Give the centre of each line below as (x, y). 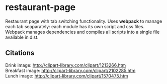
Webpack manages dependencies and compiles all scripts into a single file (82, 32)
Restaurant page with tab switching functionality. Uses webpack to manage (84, 21)
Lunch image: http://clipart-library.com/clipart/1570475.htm (67, 76)
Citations (20, 53)
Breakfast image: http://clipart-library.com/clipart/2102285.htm (70, 70)
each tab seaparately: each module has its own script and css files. (75, 26)
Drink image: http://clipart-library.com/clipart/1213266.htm (66, 65)
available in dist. (22, 37)
